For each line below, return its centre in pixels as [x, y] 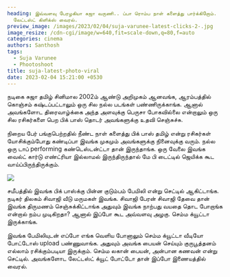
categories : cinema [35, 39]
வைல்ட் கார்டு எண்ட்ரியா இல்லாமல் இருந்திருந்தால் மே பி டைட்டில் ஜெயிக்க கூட [111, 157]
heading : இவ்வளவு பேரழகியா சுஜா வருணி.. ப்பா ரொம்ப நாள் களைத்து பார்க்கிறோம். [112, 13]
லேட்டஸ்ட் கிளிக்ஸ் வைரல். [46, 20]
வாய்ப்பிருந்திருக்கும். [33, 165]
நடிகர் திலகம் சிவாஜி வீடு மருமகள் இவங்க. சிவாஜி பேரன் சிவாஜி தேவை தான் [108, 199]
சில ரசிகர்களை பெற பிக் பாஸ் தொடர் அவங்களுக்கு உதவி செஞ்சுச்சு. [95, 120]
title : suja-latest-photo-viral [53, 71]
